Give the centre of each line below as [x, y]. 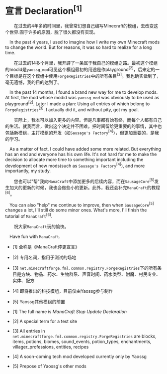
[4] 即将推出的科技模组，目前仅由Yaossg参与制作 [63, 291]
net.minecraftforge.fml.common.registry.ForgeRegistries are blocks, [84, 336]
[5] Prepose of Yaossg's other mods [49, 366]
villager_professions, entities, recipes [50, 347]
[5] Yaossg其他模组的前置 [39, 301]
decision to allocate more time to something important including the [74, 159]
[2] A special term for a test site [45, 321]
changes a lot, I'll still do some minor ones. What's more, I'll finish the [76, 210]
